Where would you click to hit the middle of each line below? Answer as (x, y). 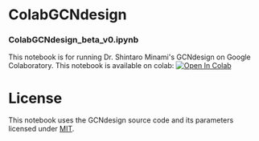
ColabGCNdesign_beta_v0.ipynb (74, 40)
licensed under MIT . (41, 129)
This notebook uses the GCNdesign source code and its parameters (121, 120)
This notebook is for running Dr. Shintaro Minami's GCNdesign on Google (129, 57)
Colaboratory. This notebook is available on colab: (91, 66)
